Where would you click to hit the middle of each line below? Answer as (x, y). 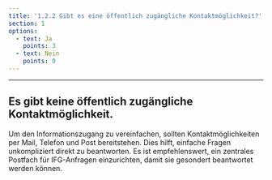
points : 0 (40, 62)
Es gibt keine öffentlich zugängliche (101, 102)
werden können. (36, 168)
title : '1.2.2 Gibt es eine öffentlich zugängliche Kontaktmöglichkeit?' (136, 16)
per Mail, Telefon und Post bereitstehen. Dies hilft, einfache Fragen (120, 142)
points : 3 (40, 46)
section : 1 (27, 24)
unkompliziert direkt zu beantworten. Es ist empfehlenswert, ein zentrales (131, 151)
